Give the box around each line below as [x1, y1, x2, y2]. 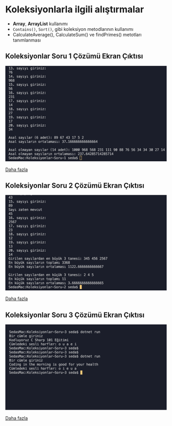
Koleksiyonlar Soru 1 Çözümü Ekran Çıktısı [5, 52, 143, 61]
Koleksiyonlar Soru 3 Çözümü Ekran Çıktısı [5, 310, 145, 319]
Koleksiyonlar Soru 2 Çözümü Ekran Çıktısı [5, 181, 145, 190]
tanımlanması [12, 37, 41, 43]
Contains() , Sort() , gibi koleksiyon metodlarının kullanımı [12, 26, 134, 32]
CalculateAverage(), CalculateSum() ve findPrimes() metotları [12, 31, 142, 38]
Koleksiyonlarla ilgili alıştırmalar [5, 4, 144, 15]
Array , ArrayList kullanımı [12, 21, 68, 27]
